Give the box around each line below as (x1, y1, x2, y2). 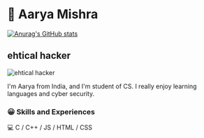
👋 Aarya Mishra (7, 6, 99, 22)
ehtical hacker (7, 50, 71, 62)
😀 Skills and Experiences (7, 106, 96, 116)
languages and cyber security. (7, 89, 95, 97)
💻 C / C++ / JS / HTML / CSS (7, 123, 93, 132)
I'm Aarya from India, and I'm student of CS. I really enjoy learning (7, 82, 197, 90)
